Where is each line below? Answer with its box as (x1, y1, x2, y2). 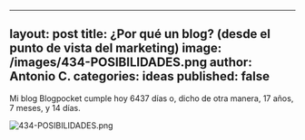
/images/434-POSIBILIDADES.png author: (9, 55, 252, 70)
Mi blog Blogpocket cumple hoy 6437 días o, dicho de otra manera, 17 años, (9, 92, 294, 104)
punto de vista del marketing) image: (9, 41, 222, 56)
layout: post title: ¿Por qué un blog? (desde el (9, 26, 271, 42)
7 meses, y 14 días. (9, 102, 81, 113)
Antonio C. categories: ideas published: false (9, 69, 271, 84)
